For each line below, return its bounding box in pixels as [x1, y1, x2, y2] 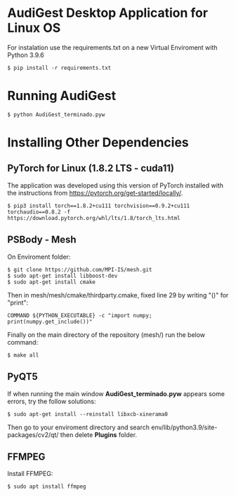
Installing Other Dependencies [7, 135, 190, 151]
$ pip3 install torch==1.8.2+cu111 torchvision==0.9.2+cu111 [7, 202, 190, 209]
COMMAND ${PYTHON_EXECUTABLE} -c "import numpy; [7, 312, 152, 319]
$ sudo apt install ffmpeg [7, 483, 86, 491]
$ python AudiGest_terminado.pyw [7, 111, 105, 118]
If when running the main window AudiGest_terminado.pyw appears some [7, 389, 225, 398]
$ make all [7, 351, 39, 359]
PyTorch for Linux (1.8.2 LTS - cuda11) [7, 162, 174, 174]
